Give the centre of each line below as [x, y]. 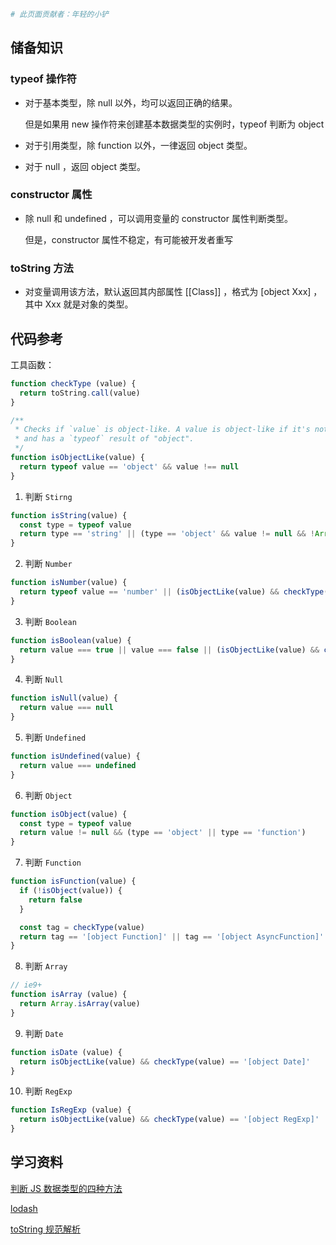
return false [55, 900]
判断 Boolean [50, 621]
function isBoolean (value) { [71, 640]
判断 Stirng [48, 496]
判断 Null [44, 679]
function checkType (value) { [73, 383]
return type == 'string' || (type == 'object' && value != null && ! [167, 534]
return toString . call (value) [80, 393]
